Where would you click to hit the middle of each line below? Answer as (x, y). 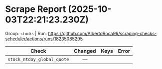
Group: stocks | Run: (26, 33)
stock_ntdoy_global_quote (38, 59)
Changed (85, 51)
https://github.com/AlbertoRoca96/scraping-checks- (102, 33)
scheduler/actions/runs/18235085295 (44, 39)
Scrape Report (36, 9)
